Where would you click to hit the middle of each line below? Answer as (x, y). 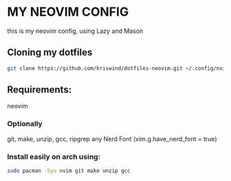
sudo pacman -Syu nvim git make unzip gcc (69, 171)
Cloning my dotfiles (50, 52)
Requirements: (40, 90)
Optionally (25, 124)
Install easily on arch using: (54, 156)
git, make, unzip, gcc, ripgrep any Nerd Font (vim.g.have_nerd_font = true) (112, 138)
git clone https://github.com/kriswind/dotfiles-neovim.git (95, 68)
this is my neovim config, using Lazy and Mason (75, 31)
